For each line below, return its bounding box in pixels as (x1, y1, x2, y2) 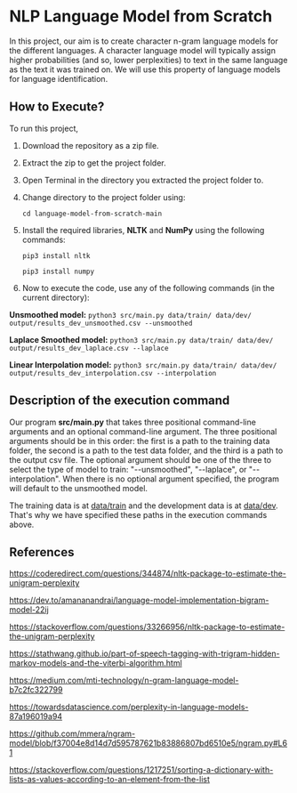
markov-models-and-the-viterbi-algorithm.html (9, 658, 182, 668)
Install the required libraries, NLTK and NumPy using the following (21, 224, 265, 235)
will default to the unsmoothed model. (9, 482, 148, 493)
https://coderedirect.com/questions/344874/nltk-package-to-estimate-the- (9, 568, 287, 579)
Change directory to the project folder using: (21, 191, 186, 202)
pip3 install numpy (21, 267, 95, 276)
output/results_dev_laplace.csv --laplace (9, 344, 169, 352)
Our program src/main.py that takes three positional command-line (9, 417, 256, 427)
